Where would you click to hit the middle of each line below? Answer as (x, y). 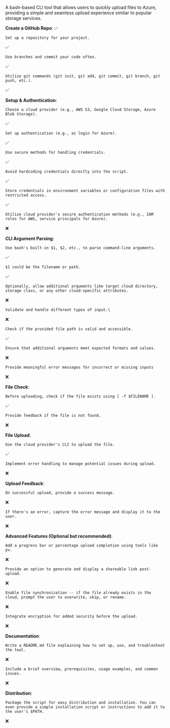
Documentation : (23, 636)
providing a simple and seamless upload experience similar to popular (79, 13)
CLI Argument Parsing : (30, 239)
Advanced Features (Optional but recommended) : (59, 536)
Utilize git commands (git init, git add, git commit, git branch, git (83, 76)
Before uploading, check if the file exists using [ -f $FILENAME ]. (81, 396)
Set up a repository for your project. (48, 38)
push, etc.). (19, 81)
